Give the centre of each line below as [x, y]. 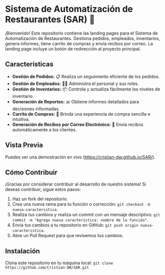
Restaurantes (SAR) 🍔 [50, 19]
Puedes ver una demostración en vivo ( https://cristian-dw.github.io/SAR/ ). [80, 157]
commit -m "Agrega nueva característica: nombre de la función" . [80, 220]
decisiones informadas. [36, 109]
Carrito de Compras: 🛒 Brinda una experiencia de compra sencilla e [81, 114]
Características [29, 64]
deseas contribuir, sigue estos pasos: [43, 189]
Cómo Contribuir [31, 172]
